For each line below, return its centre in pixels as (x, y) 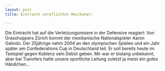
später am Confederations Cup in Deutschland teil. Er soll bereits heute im (80, 48)
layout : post (18, 10)
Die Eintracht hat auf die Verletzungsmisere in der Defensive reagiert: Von (80, 33)
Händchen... (17, 64)
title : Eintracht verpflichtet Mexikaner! (49, 14)
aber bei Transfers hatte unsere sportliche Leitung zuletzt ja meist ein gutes (82, 59)
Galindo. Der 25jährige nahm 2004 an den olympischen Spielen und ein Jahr (82, 43)
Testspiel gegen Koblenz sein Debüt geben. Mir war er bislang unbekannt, (80, 53)
